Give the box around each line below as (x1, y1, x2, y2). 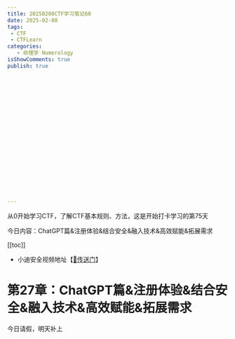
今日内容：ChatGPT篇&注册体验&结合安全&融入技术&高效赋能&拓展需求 (7, 226, 213, 235)
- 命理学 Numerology (16, 50, 74, 57)
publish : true (7, 62, 49, 69)
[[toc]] (7, 240, 26, 249)
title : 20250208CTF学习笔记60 (7, 10, 91, 18)
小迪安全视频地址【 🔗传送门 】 (17, 255, 102, 263)
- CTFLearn (10, 36, 42, 44)
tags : (7, 23, 23, 30)
